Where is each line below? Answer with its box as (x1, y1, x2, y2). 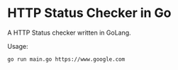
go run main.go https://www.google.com (7, 55, 126, 63)
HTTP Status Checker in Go (7, 5, 172, 21)
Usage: (7, 42, 28, 50)
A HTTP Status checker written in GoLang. (7, 28, 131, 37)
